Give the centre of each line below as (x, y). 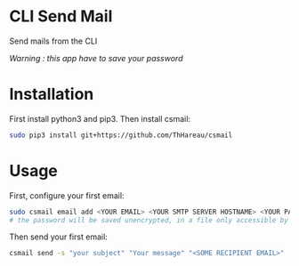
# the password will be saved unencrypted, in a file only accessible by (149, 220)
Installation (52, 94)
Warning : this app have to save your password (96, 58)
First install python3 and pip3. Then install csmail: (100, 118)
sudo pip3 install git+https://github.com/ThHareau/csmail (121, 135)
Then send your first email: (59, 237)
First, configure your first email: (67, 195)
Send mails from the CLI (53, 41)
